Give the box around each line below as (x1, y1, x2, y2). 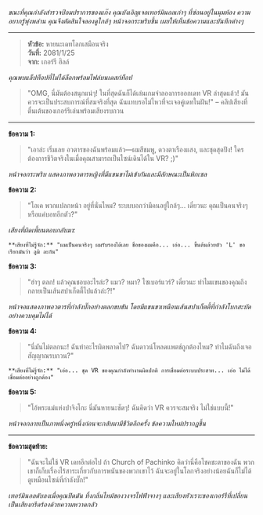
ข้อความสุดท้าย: (8, 442, 49, 451)
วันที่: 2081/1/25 (27, 48, 75, 57)
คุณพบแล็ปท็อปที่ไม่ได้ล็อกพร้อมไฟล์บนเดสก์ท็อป (8, 73, 132, 82)
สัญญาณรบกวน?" (27, 351, 74, 360)
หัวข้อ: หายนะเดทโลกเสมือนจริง (27, 39, 109, 49)
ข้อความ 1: (8, 130, 35, 138)
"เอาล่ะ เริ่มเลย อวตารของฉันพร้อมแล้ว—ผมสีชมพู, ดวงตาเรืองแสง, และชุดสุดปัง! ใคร (27, 145, 244, 154)
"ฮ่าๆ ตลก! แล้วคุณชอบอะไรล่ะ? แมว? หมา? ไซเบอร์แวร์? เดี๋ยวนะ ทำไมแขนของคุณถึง (27, 277, 247, 287)
